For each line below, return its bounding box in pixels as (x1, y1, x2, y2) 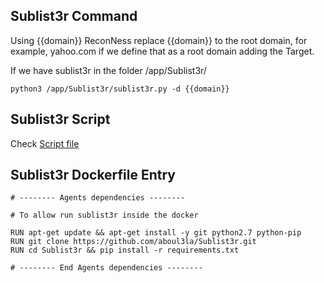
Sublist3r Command (10, 8, 138, 25)
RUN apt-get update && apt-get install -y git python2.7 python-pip (10, 228, 302, 238)
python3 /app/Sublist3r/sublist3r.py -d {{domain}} (10, 84, 230, 94)
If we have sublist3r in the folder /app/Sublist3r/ (10, 64, 207, 76)
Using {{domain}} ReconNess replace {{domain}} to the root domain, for (10, 34, 308, 46)
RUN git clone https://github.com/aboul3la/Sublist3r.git (10, 237, 257, 247)
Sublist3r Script (10, 111, 111, 128)
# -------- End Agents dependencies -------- (10, 263, 203, 273)
